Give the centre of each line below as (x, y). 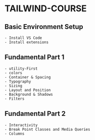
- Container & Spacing (28, 77)
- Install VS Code (23, 38)
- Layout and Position (28, 90)
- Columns (15, 134)
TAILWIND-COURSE (46, 9)
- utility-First (21, 69)
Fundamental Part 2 (35, 114)
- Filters (15, 99)
